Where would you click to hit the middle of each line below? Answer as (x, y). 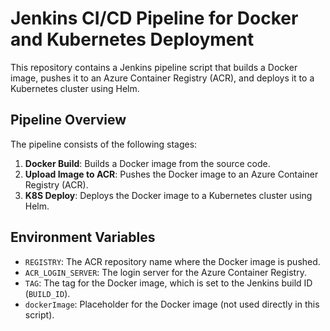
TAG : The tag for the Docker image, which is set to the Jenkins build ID (168, 283)
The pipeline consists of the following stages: (104, 144)
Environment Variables (83, 237)
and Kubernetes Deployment (132, 39)
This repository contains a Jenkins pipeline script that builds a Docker (154, 67)
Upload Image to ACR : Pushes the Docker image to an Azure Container (171, 174)
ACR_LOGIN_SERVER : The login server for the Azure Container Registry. (165, 272)
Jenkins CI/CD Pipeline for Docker (154, 18)
